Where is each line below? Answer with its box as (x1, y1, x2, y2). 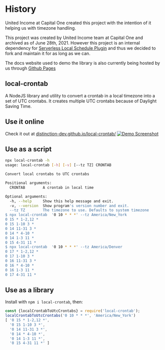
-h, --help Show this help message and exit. (9, 199, 114, 204)
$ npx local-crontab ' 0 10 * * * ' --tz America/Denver (5, 245, 123, 250)
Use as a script (5, 145, 52, 153)
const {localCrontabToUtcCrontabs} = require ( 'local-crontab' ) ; (5, 308, 140, 313)
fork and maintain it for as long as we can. (5, 50, 90, 56)
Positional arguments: (5, 180, 52, 185)
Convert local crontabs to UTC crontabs (5, 172, 90, 176)
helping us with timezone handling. (5, 25, 76, 31)
